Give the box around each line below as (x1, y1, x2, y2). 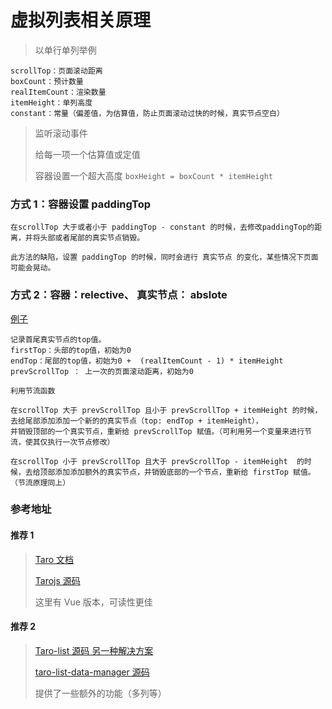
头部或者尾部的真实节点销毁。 (39, 233, 145, 243)
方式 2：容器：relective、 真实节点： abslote (10, 288, 228, 302)
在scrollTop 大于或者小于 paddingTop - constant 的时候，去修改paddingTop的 (10, 222, 315, 233)
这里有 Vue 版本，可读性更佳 (34, 596, 153, 608)
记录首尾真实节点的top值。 (10, 334, 107, 345)
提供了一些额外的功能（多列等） (34, 687, 167, 699)
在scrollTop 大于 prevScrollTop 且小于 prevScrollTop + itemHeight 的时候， (10, 405, 323, 415)
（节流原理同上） (10, 477, 71, 488)
